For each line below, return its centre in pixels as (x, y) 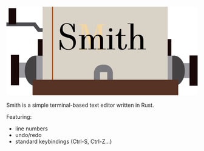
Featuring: (19, 116)
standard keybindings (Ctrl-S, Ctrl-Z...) (63, 141)
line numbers (32, 129)
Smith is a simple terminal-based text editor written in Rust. (80, 105)
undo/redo (28, 135)
